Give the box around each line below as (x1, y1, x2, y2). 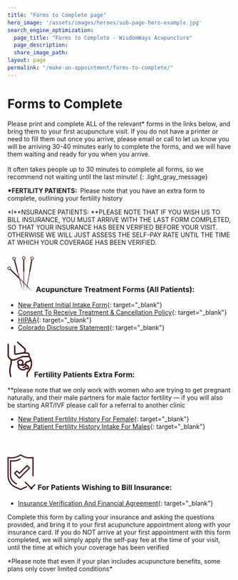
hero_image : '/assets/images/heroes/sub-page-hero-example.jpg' (7, 19, 202, 26)
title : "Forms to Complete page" (7, 11, 107, 19)
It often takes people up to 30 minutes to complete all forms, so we (7, 165, 205, 173)
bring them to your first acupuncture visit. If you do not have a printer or (7, 127, 219, 136)
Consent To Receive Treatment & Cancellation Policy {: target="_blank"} (17, 307, 227, 317)
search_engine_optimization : (7, 26, 94, 34)
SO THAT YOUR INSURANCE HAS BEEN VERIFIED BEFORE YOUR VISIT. (7, 223, 218, 231)
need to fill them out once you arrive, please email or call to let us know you (7, 134, 229, 143)
